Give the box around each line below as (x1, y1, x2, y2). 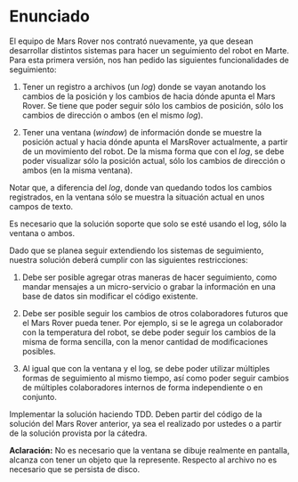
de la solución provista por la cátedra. (9, 428, 148, 438)
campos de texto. (9, 200, 74, 211)
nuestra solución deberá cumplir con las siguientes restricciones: (9, 254, 249, 265)
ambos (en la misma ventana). (21, 165, 133, 176)
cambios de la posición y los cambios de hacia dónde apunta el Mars (21, 91, 276, 102)
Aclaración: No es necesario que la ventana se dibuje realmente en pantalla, (9, 445, 290, 455)
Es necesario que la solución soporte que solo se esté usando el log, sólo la (9, 218, 287, 229)
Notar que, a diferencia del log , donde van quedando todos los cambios (9, 182, 273, 192)
